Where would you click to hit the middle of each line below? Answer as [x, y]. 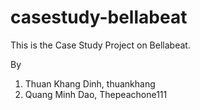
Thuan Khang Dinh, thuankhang [90, 83]
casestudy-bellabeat [99, 17]
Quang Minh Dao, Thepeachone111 [96, 94]
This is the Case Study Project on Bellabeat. [100, 45]
